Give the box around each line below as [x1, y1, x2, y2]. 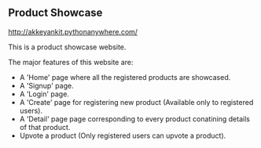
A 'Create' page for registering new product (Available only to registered [19, 97, 254, 106]
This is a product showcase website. [8, 42, 127, 52]
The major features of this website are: [8, 57, 134, 67]
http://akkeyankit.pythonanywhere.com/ [8, 27, 138, 36]
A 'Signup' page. [19, 81, 74, 90]
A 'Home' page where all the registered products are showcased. [19, 72, 231, 81]
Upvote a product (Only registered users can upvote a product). [19, 131, 226, 140]
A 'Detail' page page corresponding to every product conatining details [19, 114, 250, 124]
